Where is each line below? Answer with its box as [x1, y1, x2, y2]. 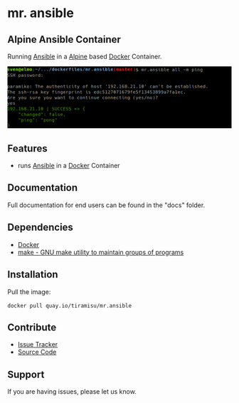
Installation [7, 268, 58, 281]
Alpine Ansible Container [7, 33, 121, 46]
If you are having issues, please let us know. [7, 387, 137, 396]
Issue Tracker [17, 340, 58, 349]
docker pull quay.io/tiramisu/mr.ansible [7, 302, 132, 309]
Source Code [17, 347, 57, 357]
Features [7, 142, 48, 155]
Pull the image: [7, 287, 51, 296]
